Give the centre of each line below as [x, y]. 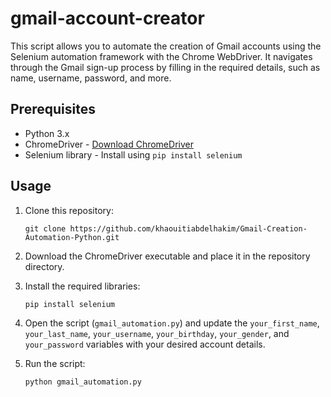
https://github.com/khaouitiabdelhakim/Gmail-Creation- [188, 228]
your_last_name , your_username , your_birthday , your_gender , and [157, 333]
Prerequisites [53, 109]
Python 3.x [47, 133]
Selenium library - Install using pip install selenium [133, 154]
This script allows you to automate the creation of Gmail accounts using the [166, 46]
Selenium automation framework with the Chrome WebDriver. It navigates [161, 56]
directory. [44, 266]
